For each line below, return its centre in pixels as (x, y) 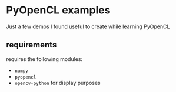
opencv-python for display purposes (58, 83)
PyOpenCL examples (58, 10)
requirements (31, 45)
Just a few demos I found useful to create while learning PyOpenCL (88, 26)
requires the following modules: (44, 59)
